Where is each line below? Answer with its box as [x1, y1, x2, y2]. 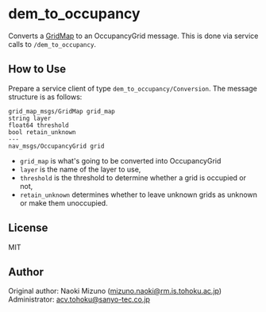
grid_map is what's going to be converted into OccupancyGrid [19, 156, 222, 165]
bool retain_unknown [8, 128, 77, 136]
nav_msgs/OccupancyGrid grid [8, 142, 105, 150]
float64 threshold [8, 121, 69, 129]
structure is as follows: [8, 92, 83, 102]
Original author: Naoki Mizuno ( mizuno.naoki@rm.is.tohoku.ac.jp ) [8, 287, 222, 296]
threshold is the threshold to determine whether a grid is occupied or [19, 172, 247, 183]
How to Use [8, 63, 67, 76]
